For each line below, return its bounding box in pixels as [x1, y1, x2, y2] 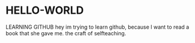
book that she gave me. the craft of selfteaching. [5, 29, 126, 36]
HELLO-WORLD [5, 4, 84, 17]
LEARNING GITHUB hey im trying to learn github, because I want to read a [5, 23, 190, 30]
